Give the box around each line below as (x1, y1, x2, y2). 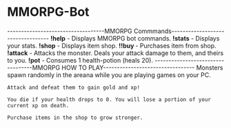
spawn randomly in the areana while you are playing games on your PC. (7, 70, 212, 79)
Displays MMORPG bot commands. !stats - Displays (71, 34, 220, 42)
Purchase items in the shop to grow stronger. (7, 114, 143, 121)
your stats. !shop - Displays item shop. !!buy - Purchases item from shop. (7, 41, 217, 50)
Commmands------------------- (133, 27, 225, 35)
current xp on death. (7, 102, 70, 109)
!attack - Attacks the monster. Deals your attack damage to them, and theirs (7, 49, 224, 57)
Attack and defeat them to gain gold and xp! (7, 84, 140, 91)
